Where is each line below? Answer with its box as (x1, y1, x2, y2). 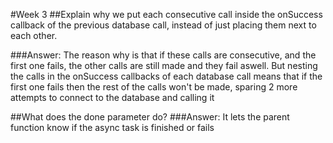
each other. (10, 30, 58, 41)
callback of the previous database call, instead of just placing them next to (10, 19, 317, 31)
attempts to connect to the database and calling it (10, 92, 215, 103)
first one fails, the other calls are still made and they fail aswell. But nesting (10, 60, 318, 71)
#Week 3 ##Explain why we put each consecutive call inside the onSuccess (10, 9, 323, 20)
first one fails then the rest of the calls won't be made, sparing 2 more (10, 81, 298, 93)
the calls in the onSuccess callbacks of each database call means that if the (10, 70, 323, 82)
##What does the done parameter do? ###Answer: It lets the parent (10, 111, 290, 123)
